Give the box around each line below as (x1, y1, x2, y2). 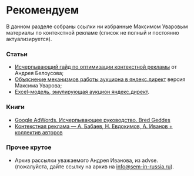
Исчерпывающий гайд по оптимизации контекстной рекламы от (14, 63, 178, 70)
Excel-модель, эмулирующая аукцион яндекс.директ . (14, 89, 150, 96)
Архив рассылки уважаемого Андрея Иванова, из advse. (14, 157, 159, 164)
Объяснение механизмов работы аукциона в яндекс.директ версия (14, 76, 186, 83)
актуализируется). (6, 35, 52, 42)
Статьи (6, 50, 28, 58)
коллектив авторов (14, 128, 63, 136)
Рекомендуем (6, 4, 79, 17)
